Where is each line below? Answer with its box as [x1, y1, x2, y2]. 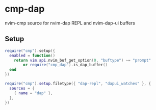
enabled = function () [9, 53, 56, 58]
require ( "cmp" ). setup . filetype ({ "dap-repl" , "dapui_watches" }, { [5, 81, 151, 86]
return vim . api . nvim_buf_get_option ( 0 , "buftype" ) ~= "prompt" [14, 58, 151, 63]
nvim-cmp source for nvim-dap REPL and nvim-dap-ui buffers [5, 20, 136, 26]
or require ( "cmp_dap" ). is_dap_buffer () [23, 62, 108, 68]
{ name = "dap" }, [14, 90, 53, 96]
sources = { [9, 86, 35, 91]
